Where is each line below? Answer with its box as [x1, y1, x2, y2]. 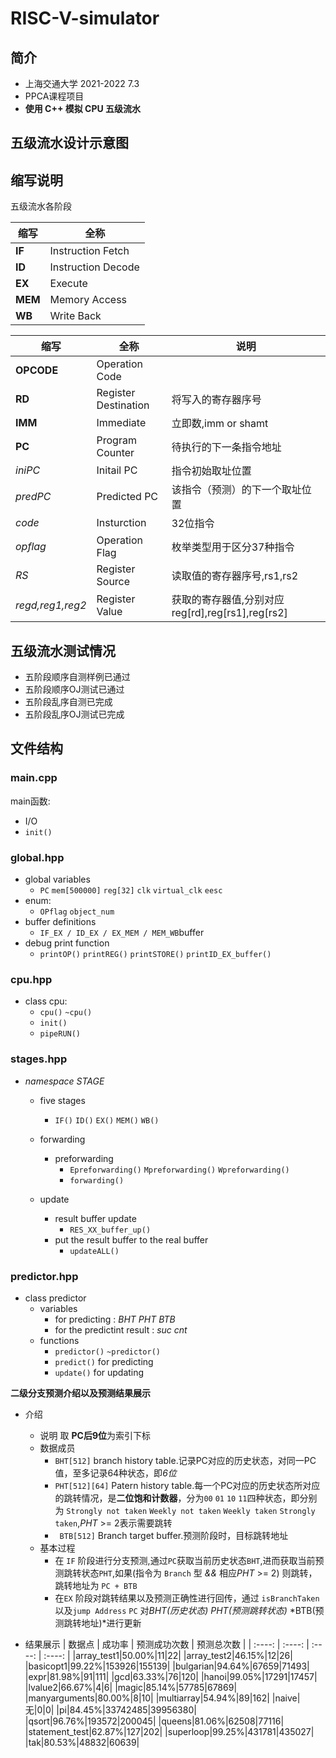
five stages [39, 1094, 86, 1106]
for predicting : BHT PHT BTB [54, 1313, 176, 1325]
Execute [49, 277, 88, 291]
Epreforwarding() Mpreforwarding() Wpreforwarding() [69, 1165, 290, 1175]
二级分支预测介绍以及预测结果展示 [10, 1387, 151, 1399]
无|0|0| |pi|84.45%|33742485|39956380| [24, 1703, 197, 1716]
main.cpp [10, 771, 58, 785]
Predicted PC [96, 490, 159, 504]
